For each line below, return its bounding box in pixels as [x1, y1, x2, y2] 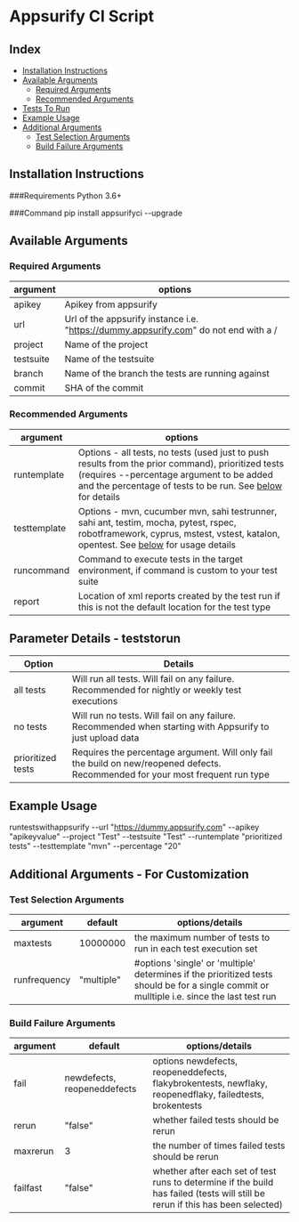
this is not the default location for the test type [77, 601, 271, 613]
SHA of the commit [64, 381, 144, 393]
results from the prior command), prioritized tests [77, 457, 285, 469]
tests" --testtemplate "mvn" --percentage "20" [9, 841, 182, 852]
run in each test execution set [133, 943, 258, 955]
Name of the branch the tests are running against [64, 367, 270, 379]
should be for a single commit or [133, 979, 270, 991]
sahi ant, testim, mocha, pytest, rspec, [77, 516, 238, 529]
